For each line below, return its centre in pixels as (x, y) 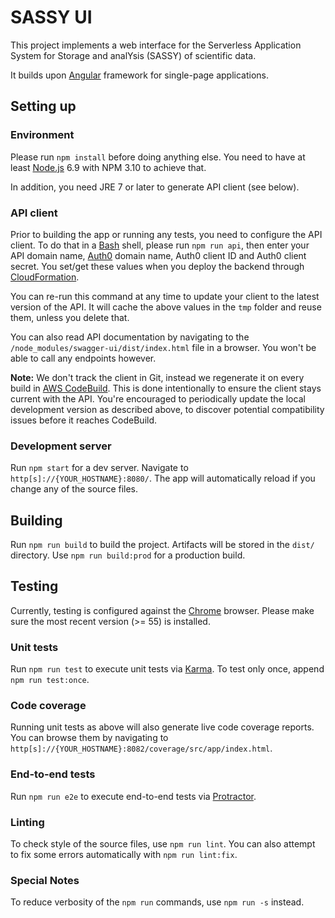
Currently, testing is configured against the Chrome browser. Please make (162, 610)
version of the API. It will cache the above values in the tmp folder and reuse (166, 307)
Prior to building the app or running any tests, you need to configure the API (166, 234)
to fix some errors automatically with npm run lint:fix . (124, 855)
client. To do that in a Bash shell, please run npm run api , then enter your (160, 245)
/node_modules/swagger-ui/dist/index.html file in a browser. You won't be (163, 347)
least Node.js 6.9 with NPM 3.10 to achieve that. (108, 167)
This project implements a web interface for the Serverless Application (156, 45)
